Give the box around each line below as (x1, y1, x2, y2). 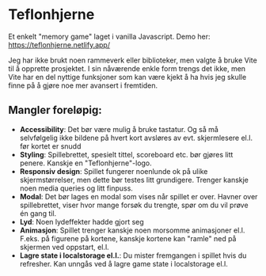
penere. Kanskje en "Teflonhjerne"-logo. (19, 158, 152, 168)
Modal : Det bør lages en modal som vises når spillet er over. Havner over (19, 191, 258, 201)
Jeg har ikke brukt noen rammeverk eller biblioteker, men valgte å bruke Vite (8, 55, 257, 65)
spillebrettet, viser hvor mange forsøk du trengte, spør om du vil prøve (19, 200, 249, 210)
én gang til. (19, 208, 57, 218)
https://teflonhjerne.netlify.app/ (8, 40, 111, 49)
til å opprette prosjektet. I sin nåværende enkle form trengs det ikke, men (8, 63, 246, 73)
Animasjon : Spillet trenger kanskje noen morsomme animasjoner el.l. (19, 225, 245, 235)
